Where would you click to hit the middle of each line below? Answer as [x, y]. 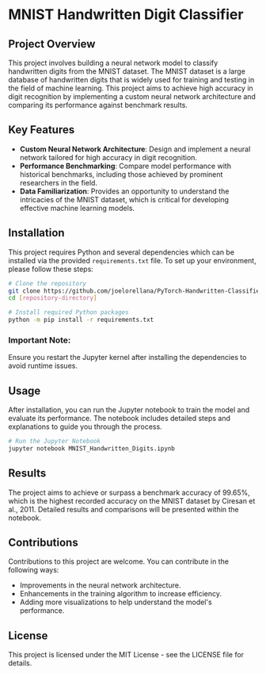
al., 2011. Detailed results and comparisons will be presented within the [123, 509]
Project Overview [52, 44]
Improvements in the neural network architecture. [100, 585]
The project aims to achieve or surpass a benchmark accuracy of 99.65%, [129, 492]
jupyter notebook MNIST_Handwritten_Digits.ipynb [92, 448]
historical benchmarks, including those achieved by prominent [121, 174]
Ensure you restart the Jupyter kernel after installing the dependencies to [127, 358]
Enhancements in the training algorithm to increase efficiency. [121, 594]
